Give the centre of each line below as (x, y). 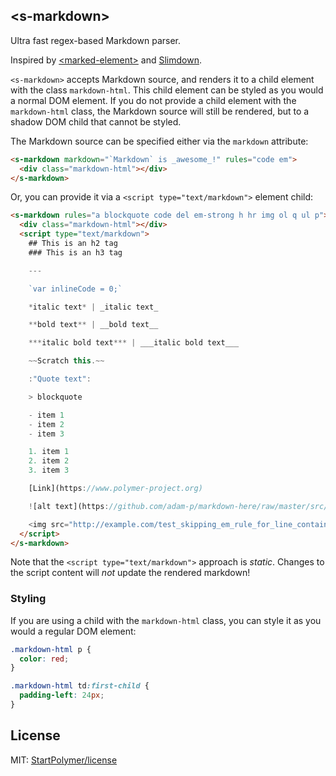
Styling (28, 599)
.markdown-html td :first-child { (80, 686)
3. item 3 (49, 470)
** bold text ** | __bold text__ (93, 325)
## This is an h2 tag (73, 244)
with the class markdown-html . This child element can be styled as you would (167, 90)
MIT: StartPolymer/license (64, 760)
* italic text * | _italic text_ (93, 307)
